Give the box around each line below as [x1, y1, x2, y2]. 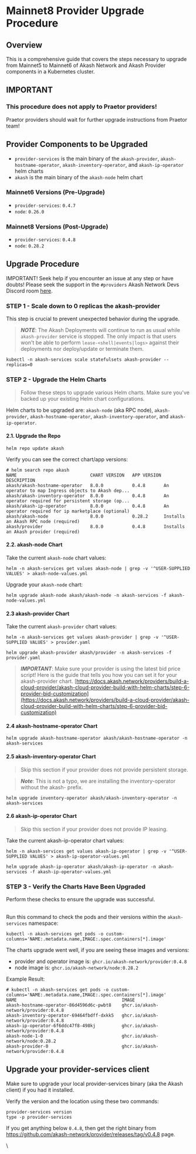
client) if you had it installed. [6, 1086, 75, 1093]
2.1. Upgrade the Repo [6, 432, 61, 440]
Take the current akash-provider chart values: [6, 623, 117, 630]
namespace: [28, 920, 59, 927]
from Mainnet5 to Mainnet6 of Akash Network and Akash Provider [6, 62, 166, 69]
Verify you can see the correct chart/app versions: [6, 455, 128, 462]
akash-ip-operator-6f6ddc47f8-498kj [6, 1023, 96, 1029]
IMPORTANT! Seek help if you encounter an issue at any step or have [6, 274, 174, 281]
